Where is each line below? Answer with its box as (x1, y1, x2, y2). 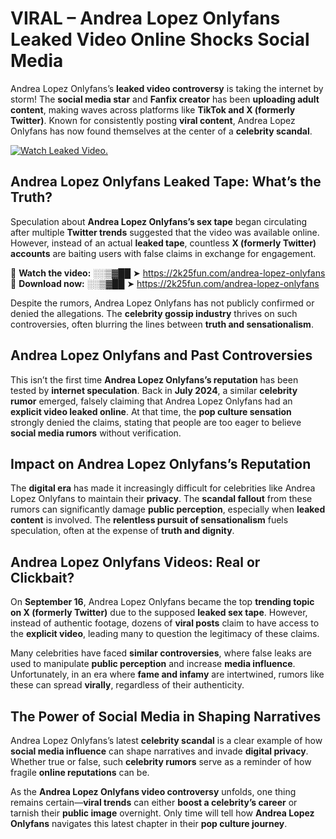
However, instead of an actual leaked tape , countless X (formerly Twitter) (10, 237, 317, 249)
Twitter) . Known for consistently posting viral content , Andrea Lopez (10, 114, 296, 126)
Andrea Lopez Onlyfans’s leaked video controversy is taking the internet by (10, 82, 324, 94)
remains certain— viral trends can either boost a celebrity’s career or (10, 797, 298, 808)
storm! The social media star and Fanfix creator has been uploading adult (10, 93, 320, 105)
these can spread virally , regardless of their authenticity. (10, 679, 245, 691)
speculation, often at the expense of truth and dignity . (10, 525, 235, 537)
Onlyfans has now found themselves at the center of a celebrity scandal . (10, 125, 313, 137)
